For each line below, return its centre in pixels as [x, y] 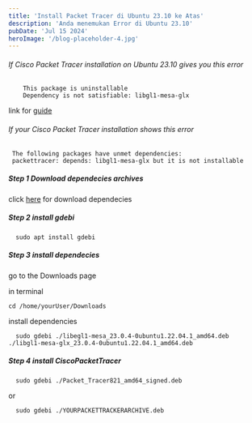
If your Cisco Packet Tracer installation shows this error [101, 130]
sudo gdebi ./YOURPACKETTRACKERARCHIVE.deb [90, 410]
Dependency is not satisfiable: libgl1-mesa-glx [106, 96]
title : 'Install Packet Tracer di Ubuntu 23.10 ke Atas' [106, 16]
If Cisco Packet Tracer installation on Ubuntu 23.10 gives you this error [126, 64]
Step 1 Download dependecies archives [76, 178]
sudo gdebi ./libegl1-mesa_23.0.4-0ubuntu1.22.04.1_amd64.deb [122, 336]
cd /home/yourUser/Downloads [57, 306]
